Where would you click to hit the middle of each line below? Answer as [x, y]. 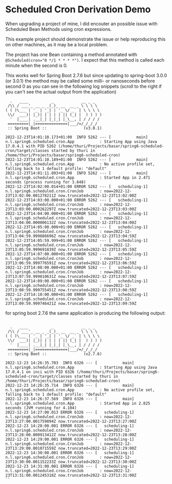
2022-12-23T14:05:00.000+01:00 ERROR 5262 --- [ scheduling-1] [77, 227]
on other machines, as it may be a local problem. [57, 44]
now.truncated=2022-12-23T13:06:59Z [98, 263]
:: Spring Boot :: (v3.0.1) [55, 128]
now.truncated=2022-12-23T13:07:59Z [98, 276]
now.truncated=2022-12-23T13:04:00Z [98, 222]
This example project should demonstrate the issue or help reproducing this [85, 39]
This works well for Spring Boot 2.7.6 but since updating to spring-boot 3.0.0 [86, 75]
